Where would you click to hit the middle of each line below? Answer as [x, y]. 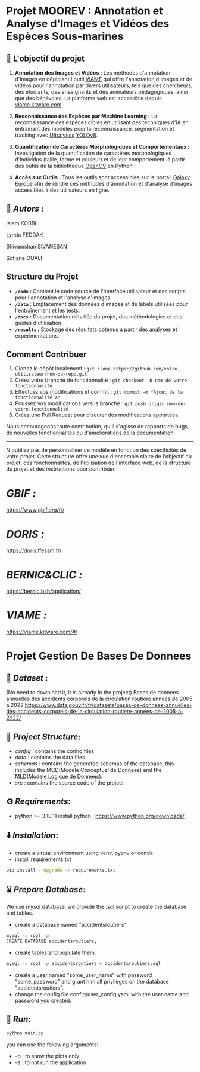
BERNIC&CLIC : [44, 575]
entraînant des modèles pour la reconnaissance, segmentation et [94, 129]
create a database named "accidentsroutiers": [71, 925]
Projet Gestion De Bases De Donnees [99, 656]
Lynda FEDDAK [25, 235]
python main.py [25, 1033]
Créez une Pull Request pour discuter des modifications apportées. [97, 415]
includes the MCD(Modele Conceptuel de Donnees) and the [88, 770]
